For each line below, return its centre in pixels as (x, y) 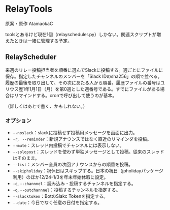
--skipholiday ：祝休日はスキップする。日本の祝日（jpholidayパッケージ (88, 171)
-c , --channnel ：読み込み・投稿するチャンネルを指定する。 (74, 184)
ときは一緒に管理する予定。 (43, 41)
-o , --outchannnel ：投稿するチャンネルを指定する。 (66, 190)
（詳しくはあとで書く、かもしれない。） (46, 106)
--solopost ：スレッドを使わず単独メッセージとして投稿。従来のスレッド (88, 152)
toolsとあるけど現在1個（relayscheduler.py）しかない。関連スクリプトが (81, 34)
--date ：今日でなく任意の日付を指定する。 (57, 203)
